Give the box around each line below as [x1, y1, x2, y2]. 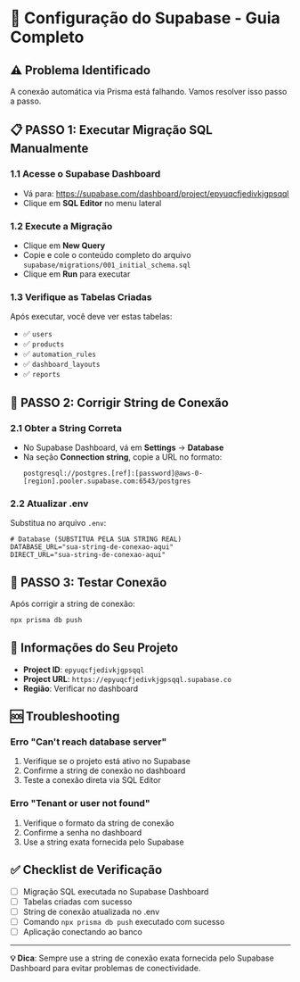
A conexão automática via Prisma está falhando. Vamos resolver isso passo [10, 87, 288, 96]
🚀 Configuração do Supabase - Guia [10, 8, 281, 29]
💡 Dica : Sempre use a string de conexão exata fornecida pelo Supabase [10, 953, 274, 963]
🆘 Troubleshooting [10, 709, 120, 724]
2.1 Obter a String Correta [10, 421, 123, 434]
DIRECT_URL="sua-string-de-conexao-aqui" [10, 551, 166, 560]
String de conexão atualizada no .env [22, 906, 160, 917]
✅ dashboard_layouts [22, 359, 101, 370]
